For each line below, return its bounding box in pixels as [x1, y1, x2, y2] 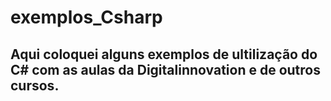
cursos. [10, 77, 60, 94]
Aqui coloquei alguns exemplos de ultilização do [10, 46, 318, 63]
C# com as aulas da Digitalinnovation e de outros [10, 61, 321, 78]
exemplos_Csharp [10, 6, 163, 29]
